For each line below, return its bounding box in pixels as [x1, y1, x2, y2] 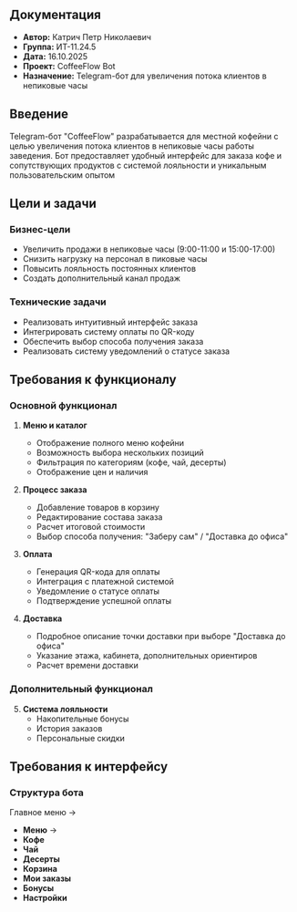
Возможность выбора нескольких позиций [36, 447, 204, 459]
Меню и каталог [22, 420, 88, 431]
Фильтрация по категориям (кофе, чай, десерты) [36, 457, 227, 468]
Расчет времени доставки [36, 660, 138, 671]
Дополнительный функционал [9, 683, 153, 696]
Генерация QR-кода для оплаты [36, 566, 161, 577]
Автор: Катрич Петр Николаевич [22, 31, 152, 42]
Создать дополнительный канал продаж [22, 273, 180, 284]
